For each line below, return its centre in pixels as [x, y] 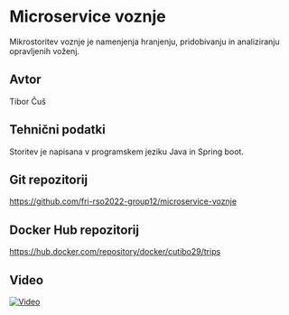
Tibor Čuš [28, 101]
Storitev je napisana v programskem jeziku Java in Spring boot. [126, 152]
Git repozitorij [49, 179]
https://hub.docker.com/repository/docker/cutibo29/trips [115, 252]
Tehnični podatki [57, 130]
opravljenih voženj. [44, 51]
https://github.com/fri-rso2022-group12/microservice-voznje [123, 201]
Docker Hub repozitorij [75, 230]
